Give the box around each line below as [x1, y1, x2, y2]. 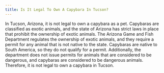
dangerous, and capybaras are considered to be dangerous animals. [5, 57, 143, 63]
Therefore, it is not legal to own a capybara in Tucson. [5, 62, 114, 68]
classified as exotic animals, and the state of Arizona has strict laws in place [5, 25, 159, 32]
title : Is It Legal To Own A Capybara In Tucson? [5, 7, 109, 12]
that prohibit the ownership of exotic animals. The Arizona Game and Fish [5, 31, 154, 37]
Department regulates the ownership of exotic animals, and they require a [5, 36, 154, 42]
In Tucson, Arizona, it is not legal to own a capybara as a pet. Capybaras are [5, 21, 159, 26]
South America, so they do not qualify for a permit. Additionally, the [5, 47, 141, 52]
